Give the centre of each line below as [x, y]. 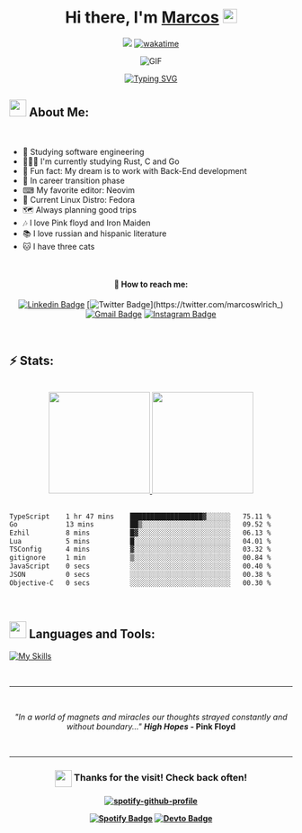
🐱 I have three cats [58, 246]
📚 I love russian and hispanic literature [94, 233]
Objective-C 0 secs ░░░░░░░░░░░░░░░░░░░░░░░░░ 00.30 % [140, 583]
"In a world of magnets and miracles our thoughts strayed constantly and [151, 717]
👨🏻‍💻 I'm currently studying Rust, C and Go [101, 161]
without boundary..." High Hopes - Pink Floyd [151, 726]
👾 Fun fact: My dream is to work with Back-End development [134, 170]
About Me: [59, 112]
